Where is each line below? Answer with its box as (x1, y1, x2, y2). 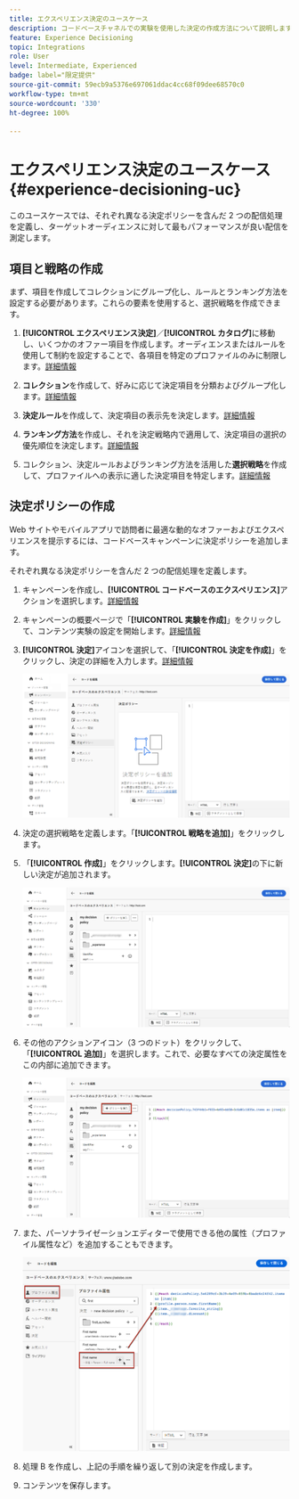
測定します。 (9, 233, 56, 243)
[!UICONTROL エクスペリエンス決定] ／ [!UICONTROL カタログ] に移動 (21, 328, 276, 338)
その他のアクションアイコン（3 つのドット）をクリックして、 (21, 1037, 246, 1048)
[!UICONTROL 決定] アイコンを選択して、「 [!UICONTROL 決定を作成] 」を (21, 644, 287, 655)
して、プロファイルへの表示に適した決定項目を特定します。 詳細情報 (21, 471, 271, 480)
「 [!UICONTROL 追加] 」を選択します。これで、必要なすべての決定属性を (21, 1048, 287, 1060)
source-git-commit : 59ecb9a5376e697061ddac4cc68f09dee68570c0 (9, 80, 245, 89)
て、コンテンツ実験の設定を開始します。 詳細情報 (21, 625, 201, 636)
